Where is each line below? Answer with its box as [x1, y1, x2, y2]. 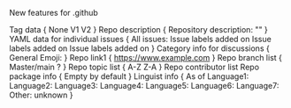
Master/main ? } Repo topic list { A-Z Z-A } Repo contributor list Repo [9, 61, 259, 72]
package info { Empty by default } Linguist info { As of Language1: [9, 71, 249, 82]
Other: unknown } [9, 90, 73, 100]
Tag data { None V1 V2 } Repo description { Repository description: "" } [9, 25, 268, 34]
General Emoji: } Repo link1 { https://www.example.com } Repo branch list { [9, 53, 283, 62]
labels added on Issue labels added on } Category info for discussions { [9, 43, 270, 54]
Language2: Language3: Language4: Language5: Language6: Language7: [9, 81, 280, 90]
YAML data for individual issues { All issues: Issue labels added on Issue [9, 34, 272, 44]
